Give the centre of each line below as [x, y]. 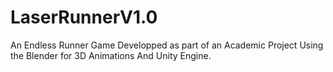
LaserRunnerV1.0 [84, 17]
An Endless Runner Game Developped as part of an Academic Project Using [167, 45]
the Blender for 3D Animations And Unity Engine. [111, 55]
